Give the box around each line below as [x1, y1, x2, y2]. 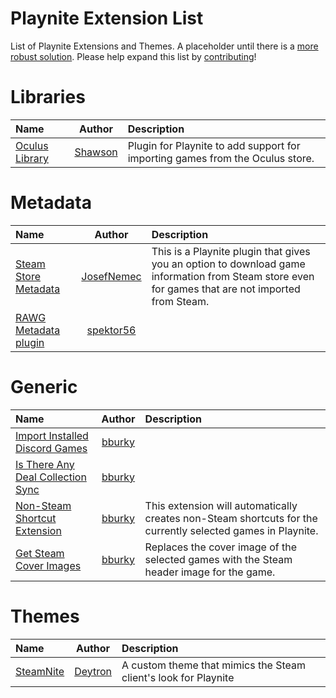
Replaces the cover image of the [144, 540, 298, 554]
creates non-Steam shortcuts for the [144, 511, 318, 525]
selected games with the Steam [144, 552, 293, 566]
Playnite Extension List [10, 7, 204, 30]
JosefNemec [81, 269, 142, 283]
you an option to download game [151, 257, 306, 271]
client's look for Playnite [121, 670, 235, 684]
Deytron [74, 664, 112, 678]
